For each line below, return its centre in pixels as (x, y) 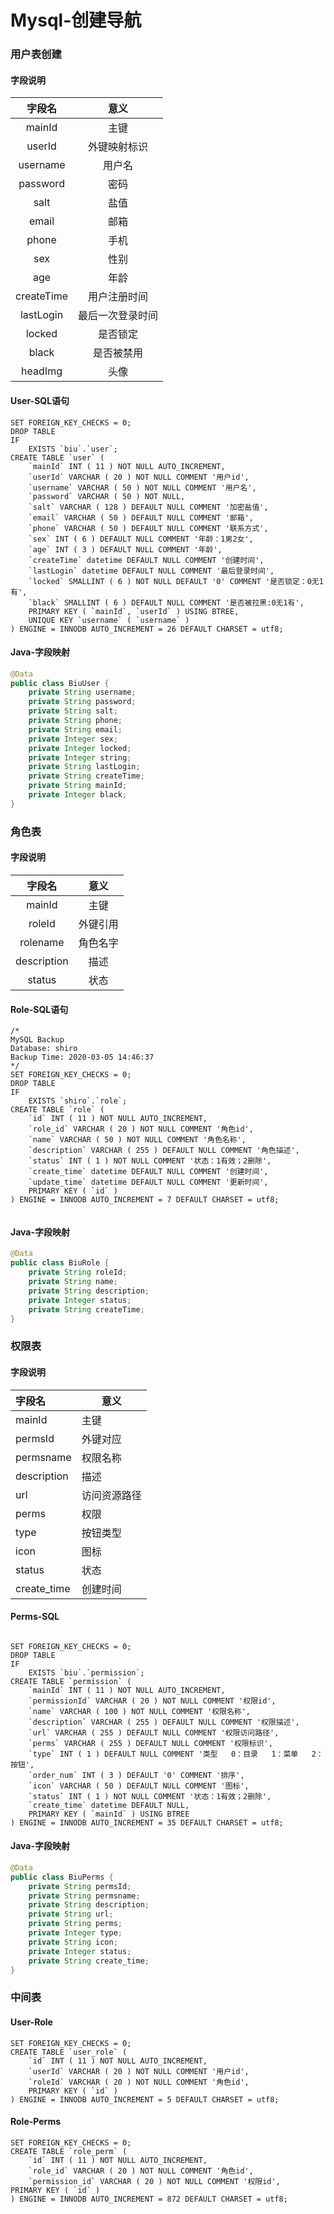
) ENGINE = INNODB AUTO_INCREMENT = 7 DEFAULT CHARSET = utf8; (145, 1200)
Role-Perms (36, 2122)
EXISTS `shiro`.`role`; (78, 1101)
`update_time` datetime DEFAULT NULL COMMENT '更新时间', (148, 1182)
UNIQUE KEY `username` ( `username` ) (109, 620)
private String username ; (82, 692)
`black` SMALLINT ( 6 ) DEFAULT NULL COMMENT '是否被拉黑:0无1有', (166, 602)
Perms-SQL (35, 1617)
